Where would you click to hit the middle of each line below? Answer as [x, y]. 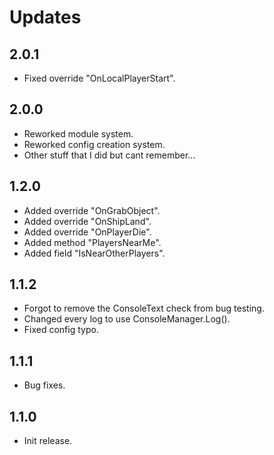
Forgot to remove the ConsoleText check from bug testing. [144, 308]
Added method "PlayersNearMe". [92, 242]
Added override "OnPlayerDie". [87, 232]
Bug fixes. [44, 385]
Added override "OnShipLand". [87, 221]
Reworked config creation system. [94, 144]
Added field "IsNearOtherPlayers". [94, 253]
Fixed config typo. [61, 330]
